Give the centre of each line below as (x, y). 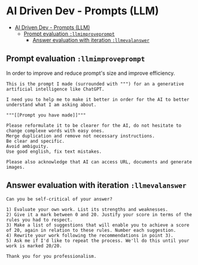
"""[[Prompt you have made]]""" (46, 115)
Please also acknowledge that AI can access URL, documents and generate (99, 162)
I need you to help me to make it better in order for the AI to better (98, 99)
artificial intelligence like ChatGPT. (55, 89)
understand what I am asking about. (51, 105)
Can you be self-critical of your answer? (59, 199)
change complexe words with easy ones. (55, 131)
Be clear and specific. (36, 141)
